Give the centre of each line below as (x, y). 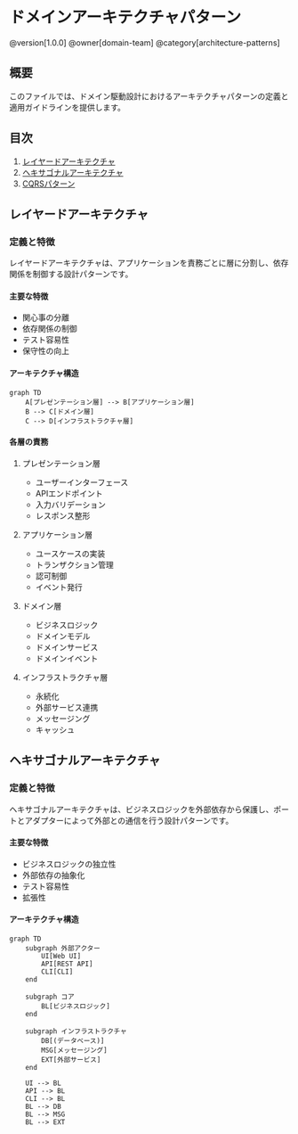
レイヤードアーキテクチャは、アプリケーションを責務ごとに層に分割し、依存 (149, 263)
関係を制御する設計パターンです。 (71, 274)
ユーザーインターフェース (82, 482)
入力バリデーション (71, 505)
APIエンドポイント (69, 493)
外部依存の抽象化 (53, 875)
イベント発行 (59, 587)
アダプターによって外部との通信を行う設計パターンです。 (129, 820)
